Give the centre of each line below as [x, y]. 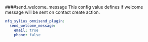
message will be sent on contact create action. [53, 12]
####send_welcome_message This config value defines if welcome [74, 7]
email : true [26, 30]
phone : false [27, 35]
